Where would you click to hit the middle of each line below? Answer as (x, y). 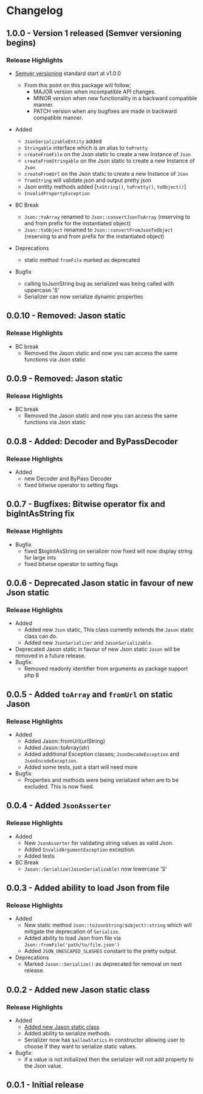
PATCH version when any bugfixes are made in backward (105, 111)
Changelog (35, 11)
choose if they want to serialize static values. (81, 1046)
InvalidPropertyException (57, 194)
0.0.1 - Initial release (45, 1085)
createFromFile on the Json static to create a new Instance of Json (108, 154)
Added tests (39, 856)
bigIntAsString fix (40, 514)
